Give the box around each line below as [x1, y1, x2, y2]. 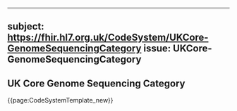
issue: [143, 43, 171, 55]
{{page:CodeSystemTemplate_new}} [7, 96, 114, 105]
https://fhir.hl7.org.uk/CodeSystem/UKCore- [7, 32, 209, 44]
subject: [7, 20, 44, 32]
